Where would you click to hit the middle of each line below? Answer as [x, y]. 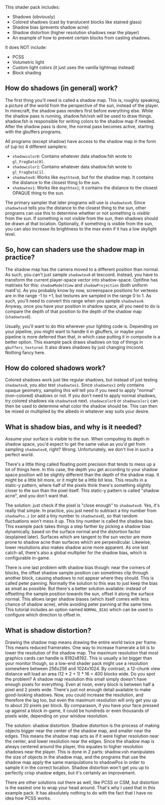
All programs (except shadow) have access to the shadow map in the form [81, 141]
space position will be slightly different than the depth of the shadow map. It [82, 475]
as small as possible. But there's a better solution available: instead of [76, 589]
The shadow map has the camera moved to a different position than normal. [82, 269]
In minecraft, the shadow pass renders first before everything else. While [79, 110]
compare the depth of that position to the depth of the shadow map [73, 311]
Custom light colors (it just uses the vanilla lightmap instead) [73, 67]
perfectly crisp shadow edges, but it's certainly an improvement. [71, 773]
